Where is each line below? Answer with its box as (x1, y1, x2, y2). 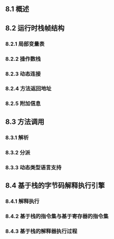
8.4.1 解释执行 (5, 198, 40, 205)
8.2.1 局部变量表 (5, 40, 45, 47)
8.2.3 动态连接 (5, 70, 41, 77)
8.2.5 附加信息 (5, 100, 41, 107)
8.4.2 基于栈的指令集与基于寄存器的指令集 (5, 213, 109, 220)
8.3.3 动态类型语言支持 (5, 164, 62, 171)
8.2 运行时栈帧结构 (5, 23, 65, 32)
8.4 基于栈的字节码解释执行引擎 (5, 181, 105, 190)
